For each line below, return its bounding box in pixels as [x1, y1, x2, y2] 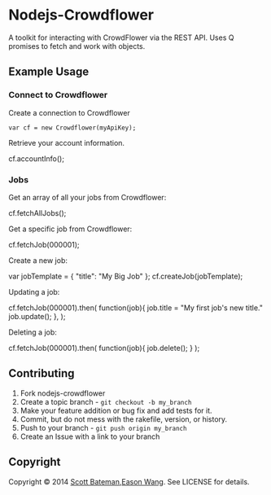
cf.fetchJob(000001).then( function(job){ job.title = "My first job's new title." [8, 303, 263, 313]
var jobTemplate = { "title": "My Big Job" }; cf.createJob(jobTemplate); [8, 271, 243, 281]
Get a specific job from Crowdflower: [8, 224, 133, 234]
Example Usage [8, 65, 90, 79]
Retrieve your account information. [8, 138, 125, 147]
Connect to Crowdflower [8, 90, 108, 101]
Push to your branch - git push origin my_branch [20, 423, 187, 432]
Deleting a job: [8, 327, 57, 337]
